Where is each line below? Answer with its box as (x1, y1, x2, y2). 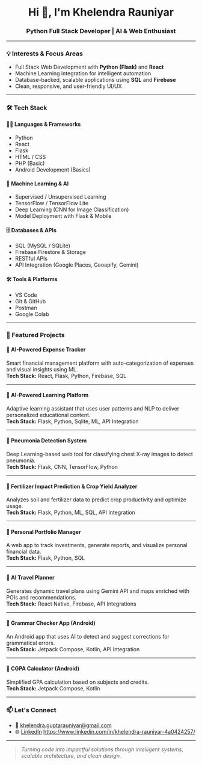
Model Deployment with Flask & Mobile (14, 212, 112, 220)
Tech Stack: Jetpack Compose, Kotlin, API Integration (6, 645, 140, 652)
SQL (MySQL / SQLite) (14, 242, 71, 249)
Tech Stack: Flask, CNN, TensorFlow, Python (6, 463, 118, 471)
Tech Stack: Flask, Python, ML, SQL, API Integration (6, 509, 135, 516)
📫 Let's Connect (6, 705, 57, 714)
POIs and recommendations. (6, 593, 77, 601)
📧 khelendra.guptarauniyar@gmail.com (14, 722, 112, 729)
